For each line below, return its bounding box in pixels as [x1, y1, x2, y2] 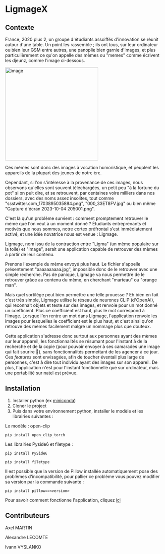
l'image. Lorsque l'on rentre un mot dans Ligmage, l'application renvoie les [5, 313, 158, 319]
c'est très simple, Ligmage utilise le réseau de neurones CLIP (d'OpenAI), [5, 297, 155, 303]
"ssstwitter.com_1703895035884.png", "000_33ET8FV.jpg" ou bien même [5, 201, 156, 207]
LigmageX [5, 3, 48, 15]
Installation [5, 384, 41, 393]
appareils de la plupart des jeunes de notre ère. [5, 170, 102, 176]
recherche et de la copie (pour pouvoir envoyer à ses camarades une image [5, 344, 160, 349]
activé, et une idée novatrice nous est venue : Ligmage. [5, 231, 118, 237]
